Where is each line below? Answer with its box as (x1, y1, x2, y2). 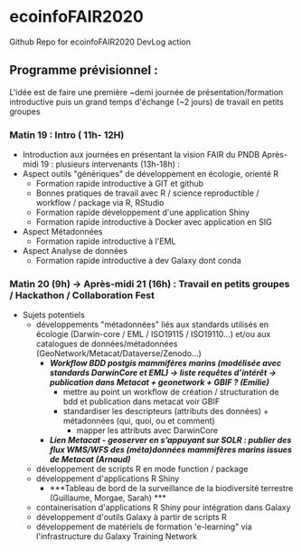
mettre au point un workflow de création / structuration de (62, 387, 279, 398)
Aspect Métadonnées (22, 227, 103, 237)
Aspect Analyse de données (22, 246, 128, 256)
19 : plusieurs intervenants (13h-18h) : (40, 159, 181, 169)
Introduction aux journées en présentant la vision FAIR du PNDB (22, 150, 260, 160)
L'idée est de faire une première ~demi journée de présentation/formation (9, 86, 284, 97)
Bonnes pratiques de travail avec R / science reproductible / (35, 188, 260, 198)
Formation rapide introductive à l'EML (35, 236, 176, 246)
